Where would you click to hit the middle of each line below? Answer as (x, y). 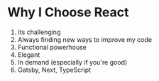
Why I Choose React (68, 12)
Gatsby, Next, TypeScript (54, 70)
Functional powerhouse (52, 47)
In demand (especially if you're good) (72, 62)
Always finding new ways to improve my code (85, 39)
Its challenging (39, 32)
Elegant (29, 55)
